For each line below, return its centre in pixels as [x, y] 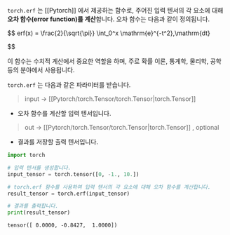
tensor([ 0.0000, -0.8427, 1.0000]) [62, 226]
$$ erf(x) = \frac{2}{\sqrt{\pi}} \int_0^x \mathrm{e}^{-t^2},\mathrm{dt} [109, 33]
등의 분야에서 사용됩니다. [41, 70]
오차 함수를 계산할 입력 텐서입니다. [64, 113]
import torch [26, 155]
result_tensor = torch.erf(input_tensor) [69, 194]
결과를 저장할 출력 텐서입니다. [58, 142]
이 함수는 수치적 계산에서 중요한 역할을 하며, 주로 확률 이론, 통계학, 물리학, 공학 [115, 61]
